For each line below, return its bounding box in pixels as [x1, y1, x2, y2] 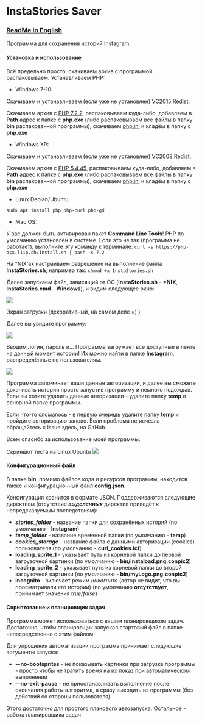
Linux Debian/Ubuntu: [15, 195, 71, 203]
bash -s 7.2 [74, 249, 105, 256]
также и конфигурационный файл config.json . [6, 482, 126, 489]
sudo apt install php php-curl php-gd [6, 207, 105, 213]
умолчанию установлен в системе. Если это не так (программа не [6, 236, 181, 243]
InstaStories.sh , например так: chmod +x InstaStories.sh [6, 267, 153, 274]
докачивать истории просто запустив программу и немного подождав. [6, 385, 193, 393]
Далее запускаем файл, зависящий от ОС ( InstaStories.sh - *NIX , [6, 278, 178, 285]
